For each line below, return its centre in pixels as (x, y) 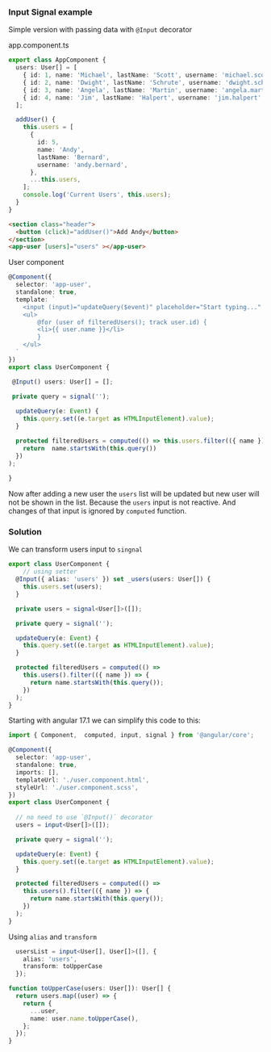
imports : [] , (38, 772)
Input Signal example (50, 12)
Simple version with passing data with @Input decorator (100, 30)
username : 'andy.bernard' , (83, 165)
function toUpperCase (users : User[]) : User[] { (90, 989)
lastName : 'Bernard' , (74, 157)
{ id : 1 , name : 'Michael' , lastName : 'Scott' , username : (121, 75)
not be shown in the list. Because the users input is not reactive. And (122, 502)
